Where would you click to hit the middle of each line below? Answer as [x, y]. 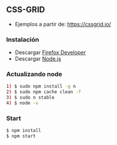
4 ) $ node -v [22, 103]
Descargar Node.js [38, 59]
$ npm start [21, 136]
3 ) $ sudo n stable [30, 97]
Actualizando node [34, 74]
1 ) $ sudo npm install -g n [41, 86]
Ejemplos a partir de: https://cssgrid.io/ [63, 24]
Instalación [23, 39]
